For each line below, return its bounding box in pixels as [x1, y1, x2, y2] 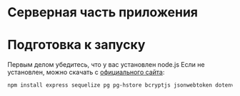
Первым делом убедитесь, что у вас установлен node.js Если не [7, 60, 205, 69]
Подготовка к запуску [7, 37, 146, 53]
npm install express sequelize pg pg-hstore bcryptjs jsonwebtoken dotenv [7, 82, 235, 89]
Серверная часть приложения [7, 4, 199, 21]
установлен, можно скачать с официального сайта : [7, 68, 165, 77]
